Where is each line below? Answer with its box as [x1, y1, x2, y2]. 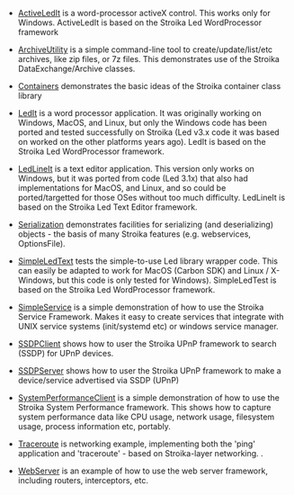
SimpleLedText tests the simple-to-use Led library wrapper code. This [17, 256, 279, 266]
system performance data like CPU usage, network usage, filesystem [17, 411, 275, 422]
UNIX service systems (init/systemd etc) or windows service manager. [17, 321, 279, 331]
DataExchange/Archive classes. [17, 63, 136, 74]
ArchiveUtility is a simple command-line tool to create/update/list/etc [17, 44, 273, 55]
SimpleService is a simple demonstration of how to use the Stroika [17, 301, 264, 312]
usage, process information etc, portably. [17, 421, 171, 431]
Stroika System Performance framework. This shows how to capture [17, 402, 272, 412]
